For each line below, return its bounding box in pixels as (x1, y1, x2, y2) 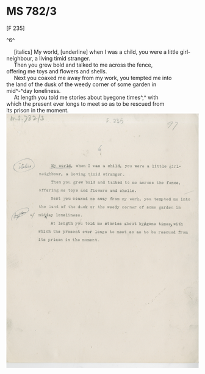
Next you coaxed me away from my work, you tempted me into (13, 74, 172, 81)
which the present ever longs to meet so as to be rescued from (6, 100, 165, 108)
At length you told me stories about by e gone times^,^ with (13, 94, 159, 101)
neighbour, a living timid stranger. (6, 54, 90, 62)
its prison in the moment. (6, 106, 69, 114)
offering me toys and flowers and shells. (6, 67, 107, 75)
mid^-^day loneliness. (6, 87, 61, 94)
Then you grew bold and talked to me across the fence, (13, 61, 153, 68)
